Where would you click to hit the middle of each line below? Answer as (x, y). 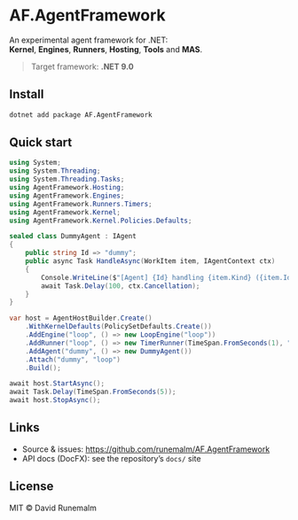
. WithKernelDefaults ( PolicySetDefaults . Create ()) (119, 327)
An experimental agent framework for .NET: (89, 40)
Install (27, 94)
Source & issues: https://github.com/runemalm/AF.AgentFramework (146, 449)
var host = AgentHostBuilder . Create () (81, 318)
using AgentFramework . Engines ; (67, 196)
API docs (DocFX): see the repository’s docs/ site (111, 458)
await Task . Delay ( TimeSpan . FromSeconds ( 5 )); (93, 392)
